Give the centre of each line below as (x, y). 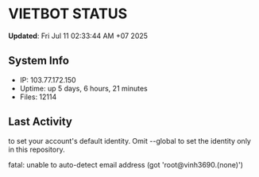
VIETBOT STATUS (68, 14)
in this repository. (37, 149)
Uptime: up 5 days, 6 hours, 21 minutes (84, 88)
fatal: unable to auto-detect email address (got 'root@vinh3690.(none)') (126, 164)
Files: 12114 (38, 97)
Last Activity (41, 122)
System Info (39, 61)
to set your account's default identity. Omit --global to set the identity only (130, 140)
